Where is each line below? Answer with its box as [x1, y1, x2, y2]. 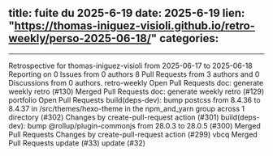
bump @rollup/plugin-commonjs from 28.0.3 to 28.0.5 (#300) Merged [27, 120, 262, 130]
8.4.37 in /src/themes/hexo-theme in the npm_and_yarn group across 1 [8, 103, 245, 113]
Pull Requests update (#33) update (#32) [8, 137, 146, 148]
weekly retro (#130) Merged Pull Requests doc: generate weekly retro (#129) [8, 86, 265, 96]
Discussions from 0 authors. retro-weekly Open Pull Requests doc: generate [8, 78, 264, 87]
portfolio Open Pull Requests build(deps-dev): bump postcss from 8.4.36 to [8, 95, 262, 104]
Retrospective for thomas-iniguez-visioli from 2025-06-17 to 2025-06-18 [8, 61, 253, 70]
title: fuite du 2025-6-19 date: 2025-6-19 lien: [8, 6, 245, 20]
